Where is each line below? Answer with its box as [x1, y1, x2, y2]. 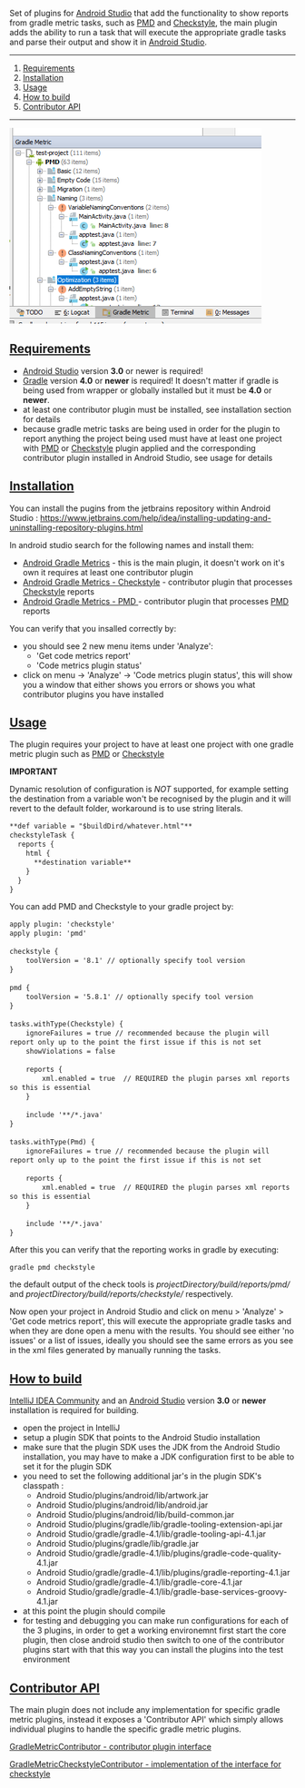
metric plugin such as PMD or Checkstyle [9, 749, 165, 760]
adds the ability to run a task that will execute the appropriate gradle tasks [9, 27, 287, 37]
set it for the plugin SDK [22, 1461, 113, 1472]
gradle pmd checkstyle [9, 1263, 95, 1272]
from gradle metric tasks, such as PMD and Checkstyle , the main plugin [9, 17, 278, 28]
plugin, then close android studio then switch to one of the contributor [22, 1635, 285, 1646]
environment [22, 1654, 71, 1665]
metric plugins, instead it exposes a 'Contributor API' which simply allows [9, 1714, 284, 1725]
